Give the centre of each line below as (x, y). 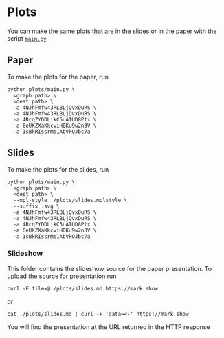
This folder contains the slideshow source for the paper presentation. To (109, 268)
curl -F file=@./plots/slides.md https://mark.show (82, 288)
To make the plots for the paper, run (58, 77)
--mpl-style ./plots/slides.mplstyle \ (70, 200)
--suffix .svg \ (36, 206)
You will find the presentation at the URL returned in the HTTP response (109, 327)
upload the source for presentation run (62, 276)
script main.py (27, 38)
